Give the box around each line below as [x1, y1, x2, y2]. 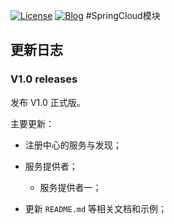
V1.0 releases [10, 72, 78, 86]
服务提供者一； [39, 181, 102, 193]
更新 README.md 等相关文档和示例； [24, 202, 168, 214]
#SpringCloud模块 [85, 10, 161, 21]
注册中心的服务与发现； [24, 139, 122, 151]
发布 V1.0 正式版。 [10, 96, 86, 108]
